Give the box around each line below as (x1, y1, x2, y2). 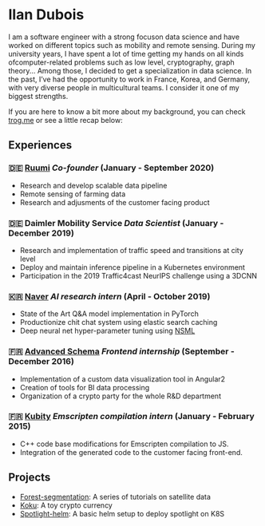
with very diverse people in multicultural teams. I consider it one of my (8, 82, 239, 93)
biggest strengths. (8, 91, 69, 101)
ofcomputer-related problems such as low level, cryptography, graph (8, 57, 235, 67)
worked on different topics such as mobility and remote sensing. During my (8, 40, 255, 49)
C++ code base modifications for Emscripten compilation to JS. (19, 439, 229, 449)
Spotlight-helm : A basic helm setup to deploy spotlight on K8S (19, 508, 225, 518)
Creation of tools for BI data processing (19, 382, 150, 392)
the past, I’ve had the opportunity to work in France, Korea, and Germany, (8, 74, 251, 84)
